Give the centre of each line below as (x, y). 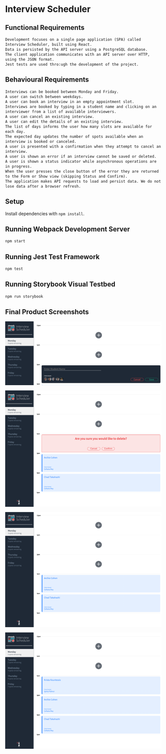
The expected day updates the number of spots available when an (74, 136)
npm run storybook (24, 296)
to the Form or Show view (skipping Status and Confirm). (66, 176)
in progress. (19, 166)
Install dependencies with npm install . (45, 214)
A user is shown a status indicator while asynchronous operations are (81, 161)
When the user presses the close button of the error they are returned (82, 171)
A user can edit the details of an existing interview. (64, 121)
